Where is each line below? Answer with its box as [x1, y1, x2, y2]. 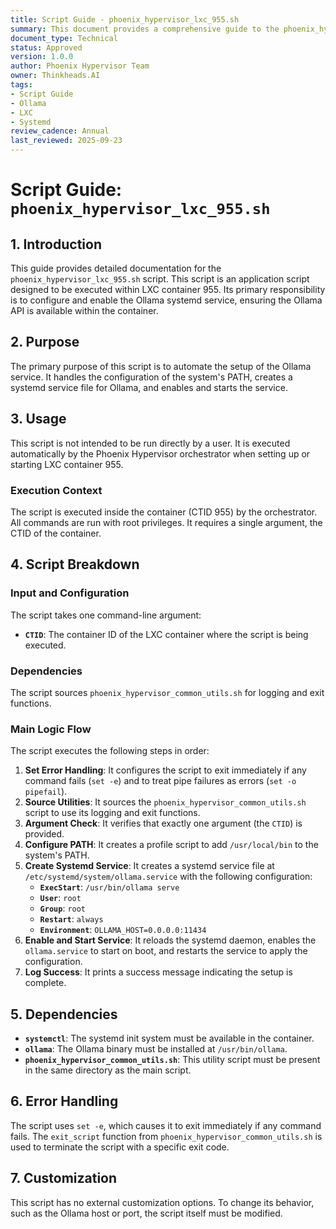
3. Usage [10, 411, 67, 428]
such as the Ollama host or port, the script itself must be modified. [10, 1207, 283, 1219]
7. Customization [10, 1170, 118, 1187]
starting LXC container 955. [10, 458, 124, 470]
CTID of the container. [10, 527, 102, 539]
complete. [24, 977, 67, 989]
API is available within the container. [10, 305, 159, 316]
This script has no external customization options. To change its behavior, [10, 1196, 315, 1208]
